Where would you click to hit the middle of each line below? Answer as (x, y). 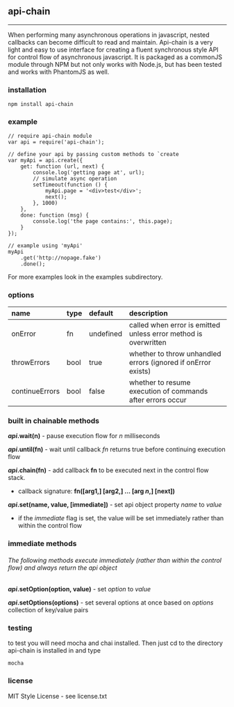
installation (27, 90)
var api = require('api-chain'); (56, 142)
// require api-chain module (50, 136)
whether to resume (160, 382)
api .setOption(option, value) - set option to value (80, 589)
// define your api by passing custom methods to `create (93, 155)
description (149, 313)
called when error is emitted (175, 325)
